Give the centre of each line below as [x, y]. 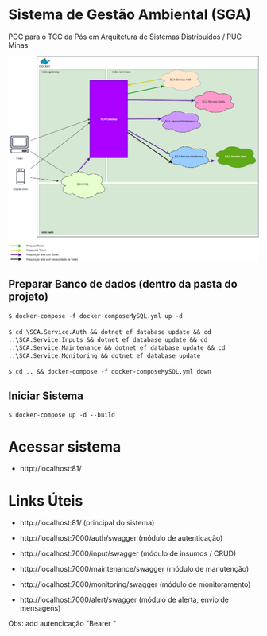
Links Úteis [46, 500]
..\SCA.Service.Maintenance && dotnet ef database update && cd [117, 347]
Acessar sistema [65, 446]
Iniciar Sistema [46, 396]
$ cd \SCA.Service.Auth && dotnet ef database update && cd [110, 332]
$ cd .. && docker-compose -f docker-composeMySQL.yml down [110, 371]
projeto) [29, 297]
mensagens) [40, 608]
